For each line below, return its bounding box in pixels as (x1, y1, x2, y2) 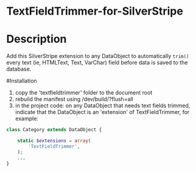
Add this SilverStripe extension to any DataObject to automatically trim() (6, 52, 190, 60)
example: (15, 115, 38, 123)
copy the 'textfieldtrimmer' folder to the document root (15, 89, 153, 96)
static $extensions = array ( (17, 138, 91, 144)
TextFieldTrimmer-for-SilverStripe (6, 4, 184, 18)
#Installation (6, 77, 38, 85)
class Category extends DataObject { (6, 127, 102, 133)
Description (6, 32, 67, 46)
